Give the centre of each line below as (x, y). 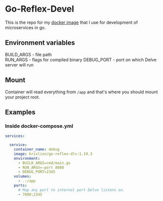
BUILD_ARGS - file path (28, 54)
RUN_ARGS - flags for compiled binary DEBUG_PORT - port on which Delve (81, 60)
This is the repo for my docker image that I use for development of (72, 22)
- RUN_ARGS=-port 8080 (41, 167)
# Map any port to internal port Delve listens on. (71, 190)
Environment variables (40, 43)
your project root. (22, 97)
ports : (20, 185)
